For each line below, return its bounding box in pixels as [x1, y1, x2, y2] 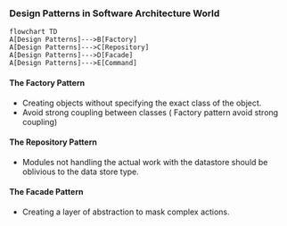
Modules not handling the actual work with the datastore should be [21, 156, 268, 167]
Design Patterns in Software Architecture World [9, 7, 220, 20]
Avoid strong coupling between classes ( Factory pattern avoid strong [21, 106, 279, 118]
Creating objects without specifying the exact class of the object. [21, 97, 262, 108]
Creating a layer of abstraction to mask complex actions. [21, 206, 230, 217]
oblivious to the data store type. [21, 166, 140, 177]
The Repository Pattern [9, 137, 98, 147]
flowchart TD [9, 28, 58, 37]
